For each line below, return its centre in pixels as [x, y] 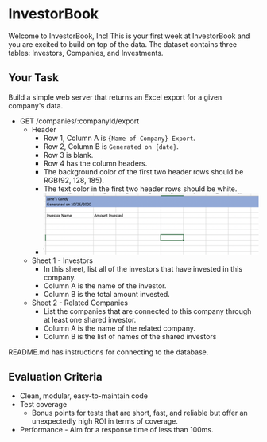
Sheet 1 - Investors [62, 260]
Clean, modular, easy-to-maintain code [84, 396]
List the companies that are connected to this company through [147, 311]
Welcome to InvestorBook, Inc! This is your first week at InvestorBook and [129, 36]
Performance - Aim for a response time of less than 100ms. [116, 430]
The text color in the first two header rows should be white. [140, 189]
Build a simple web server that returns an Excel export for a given [115, 97]
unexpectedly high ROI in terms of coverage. [105, 421]
